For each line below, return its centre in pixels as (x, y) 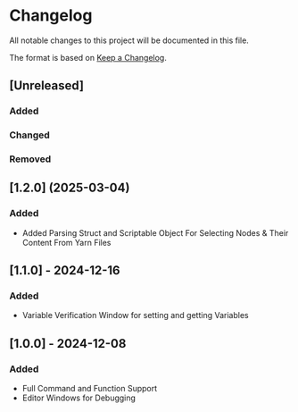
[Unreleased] (47, 86)
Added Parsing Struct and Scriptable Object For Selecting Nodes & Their (155, 232)
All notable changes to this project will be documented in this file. (129, 40)
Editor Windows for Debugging (79, 398)
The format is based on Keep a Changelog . (88, 57)
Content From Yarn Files (66, 242)
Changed (30, 135)
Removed (30, 159)
